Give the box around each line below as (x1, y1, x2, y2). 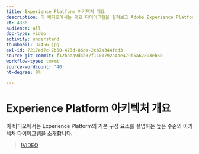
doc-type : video (6, 31, 46, 37)
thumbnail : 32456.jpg (6, 42, 60, 48)
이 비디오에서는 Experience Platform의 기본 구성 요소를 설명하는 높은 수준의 (6, 123, 182, 130)
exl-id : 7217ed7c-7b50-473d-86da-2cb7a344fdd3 (6, 47, 123, 53)
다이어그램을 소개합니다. (17, 130, 73, 137)
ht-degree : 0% (6, 69, 41, 75)
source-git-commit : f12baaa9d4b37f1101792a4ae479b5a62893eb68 (6, 53, 163, 59)
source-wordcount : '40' (6, 63, 65, 70)
